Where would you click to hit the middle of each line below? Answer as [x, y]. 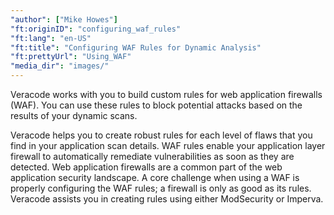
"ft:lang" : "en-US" [51, 38]
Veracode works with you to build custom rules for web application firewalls [166, 94]
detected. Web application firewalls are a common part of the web [146, 167]
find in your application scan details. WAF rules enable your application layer [168, 145]
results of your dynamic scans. [74, 115]
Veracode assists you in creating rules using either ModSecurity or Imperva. [167, 199]
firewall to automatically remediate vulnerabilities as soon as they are [152, 156]
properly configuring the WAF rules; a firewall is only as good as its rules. [161, 188]
